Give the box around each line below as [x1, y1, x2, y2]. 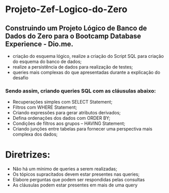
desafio [12, 75, 29, 81]
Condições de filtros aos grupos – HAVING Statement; [12, 120, 125, 126]
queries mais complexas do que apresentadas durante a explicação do [12, 70, 160, 75]
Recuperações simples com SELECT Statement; [12, 99, 113, 105]
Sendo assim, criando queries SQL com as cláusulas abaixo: [5, 87, 156, 94]
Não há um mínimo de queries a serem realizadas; [12, 166, 117, 172]
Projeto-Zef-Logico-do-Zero [5, 4, 128, 15]
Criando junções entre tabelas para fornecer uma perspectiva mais [12, 126, 153, 132]
